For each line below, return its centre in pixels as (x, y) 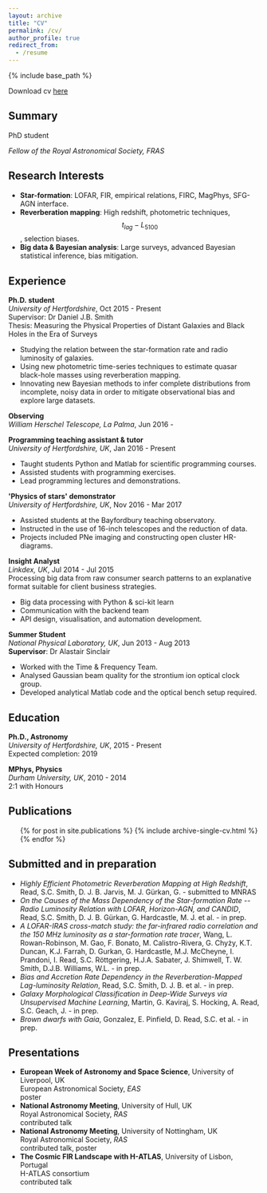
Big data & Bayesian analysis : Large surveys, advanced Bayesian (128, 248)
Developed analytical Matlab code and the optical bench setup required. (138, 692)
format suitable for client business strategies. (82, 587)
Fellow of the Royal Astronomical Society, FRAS (86, 151)
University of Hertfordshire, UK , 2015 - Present (85, 745)
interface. (53, 204)
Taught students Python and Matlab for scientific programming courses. (138, 464)
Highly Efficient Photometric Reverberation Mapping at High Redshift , (134, 883)
